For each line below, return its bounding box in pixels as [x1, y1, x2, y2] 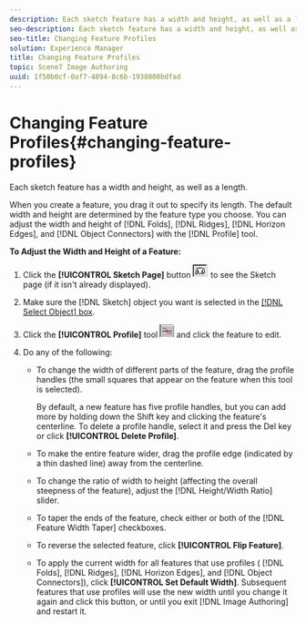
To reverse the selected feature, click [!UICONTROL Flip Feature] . [36, 539, 284, 550]
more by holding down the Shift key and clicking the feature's [36, 411, 267, 422]
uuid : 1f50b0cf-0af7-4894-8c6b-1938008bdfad [9, 73, 181, 82]
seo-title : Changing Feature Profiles [9, 34, 157, 43]
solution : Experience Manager [9, 44, 125, 53]
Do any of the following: [22, 346, 113, 357]
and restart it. [36, 606, 87, 617]
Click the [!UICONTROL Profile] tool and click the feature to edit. [22, 329, 282, 340]
